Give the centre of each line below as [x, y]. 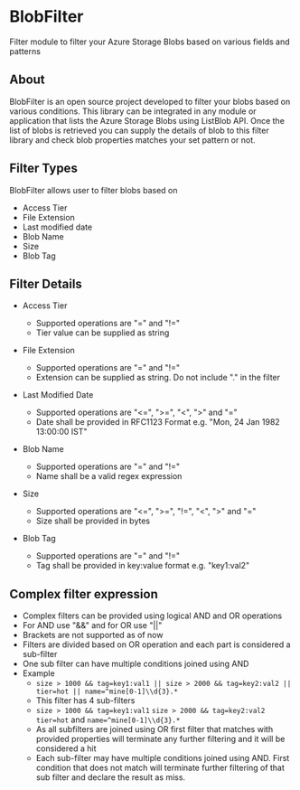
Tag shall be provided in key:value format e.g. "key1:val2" [143, 566]
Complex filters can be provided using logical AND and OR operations [152, 616]
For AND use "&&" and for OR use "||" [92, 625]
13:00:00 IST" [61, 432]
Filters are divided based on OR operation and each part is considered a [156, 644]
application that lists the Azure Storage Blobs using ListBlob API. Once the [147, 120]
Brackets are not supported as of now [93, 635]
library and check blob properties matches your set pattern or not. [132, 140]
